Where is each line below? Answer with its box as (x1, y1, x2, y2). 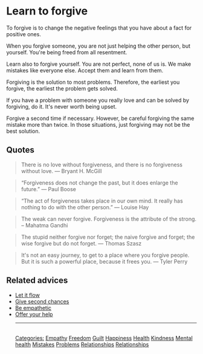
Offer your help (14, 311, 53, 318)
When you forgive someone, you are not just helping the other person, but (6, 42, 191, 49)
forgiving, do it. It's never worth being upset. (6, 103, 117, 110)
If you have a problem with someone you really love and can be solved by (6, 96, 189, 104)
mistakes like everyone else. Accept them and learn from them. (6, 66, 164, 74)
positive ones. (6, 30, 41, 37)
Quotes (6, 145, 35, 155)
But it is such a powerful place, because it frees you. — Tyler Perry (21, 258, 188, 265)
